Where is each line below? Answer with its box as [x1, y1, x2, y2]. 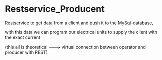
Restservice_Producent [5, 3, 105, 15]
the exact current [5, 34, 41, 40]
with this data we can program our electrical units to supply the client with [5, 29, 157, 35]
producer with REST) [5, 49, 48, 55]
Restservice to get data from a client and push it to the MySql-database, [5, 20, 154, 26]
